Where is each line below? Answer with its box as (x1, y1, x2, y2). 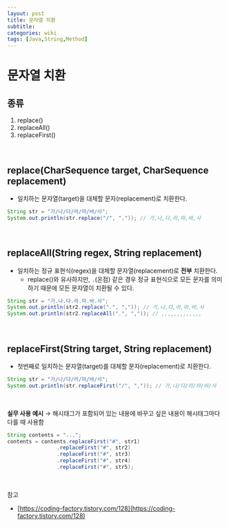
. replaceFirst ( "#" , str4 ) (56, 457, 131, 464)
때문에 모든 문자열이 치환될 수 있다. (40, 284, 135, 292)
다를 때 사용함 (7, 418, 45, 426)
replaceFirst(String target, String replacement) (7, 343, 212, 355)
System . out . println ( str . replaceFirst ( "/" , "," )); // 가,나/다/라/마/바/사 (7, 382, 217, 389)
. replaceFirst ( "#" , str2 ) (56, 444, 131, 452)
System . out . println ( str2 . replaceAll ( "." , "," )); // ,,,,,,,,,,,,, (7, 311, 202, 317)
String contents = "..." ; (7, 432, 81, 438)
